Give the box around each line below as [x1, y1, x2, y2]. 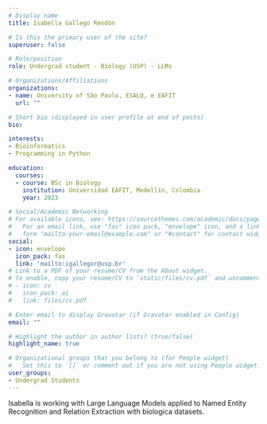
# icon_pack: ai [8, 289, 69, 297]
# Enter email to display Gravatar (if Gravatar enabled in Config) [8, 310, 240, 318]
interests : [8, 135, 44, 143]
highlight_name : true [8, 340, 80, 348]
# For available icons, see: [8, 215, 105, 223]
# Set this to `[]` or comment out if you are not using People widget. [8, 362, 261, 370]
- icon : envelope [8, 245, 66, 252]
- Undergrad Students [8, 376, 80, 384]
